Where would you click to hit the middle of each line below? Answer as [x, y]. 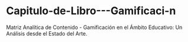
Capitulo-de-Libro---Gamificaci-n [91, 11]
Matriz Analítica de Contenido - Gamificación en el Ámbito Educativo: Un [94, 27]
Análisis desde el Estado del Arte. [47, 33]
